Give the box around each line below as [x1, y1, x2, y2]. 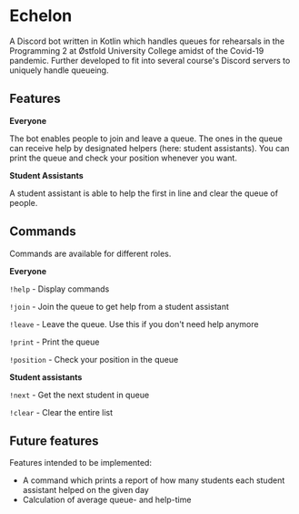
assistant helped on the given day [22, 485, 150, 496]
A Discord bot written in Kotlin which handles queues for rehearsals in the [9, 36, 284, 46]
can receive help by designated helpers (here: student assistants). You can [9, 142, 290, 153]
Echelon [9, 5, 73, 26]
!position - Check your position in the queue [9, 354, 179, 365]
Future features [9, 433, 99, 448]
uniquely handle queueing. [9, 65, 109, 76]
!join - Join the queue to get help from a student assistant [9, 301, 229, 312]
